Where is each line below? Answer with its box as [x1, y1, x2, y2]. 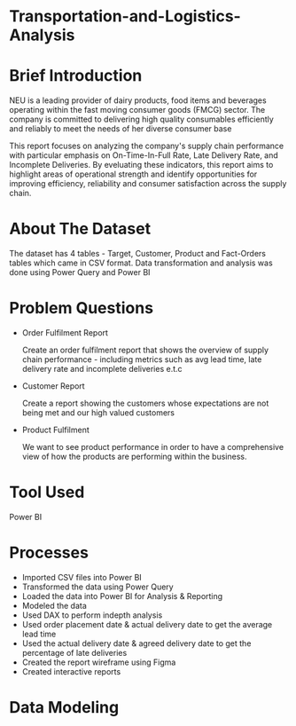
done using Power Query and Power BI [9, 267, 151, 278]
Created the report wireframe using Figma [21, 657, 176, 667]
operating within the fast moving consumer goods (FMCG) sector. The [9, 105, 266, 115]
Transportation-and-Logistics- [9, 6, 241, 27]
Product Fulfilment [21, 424, 90, 435]
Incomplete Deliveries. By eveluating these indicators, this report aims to [9, 160, 274, 170]
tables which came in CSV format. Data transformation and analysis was [9, 257, 273, 268]
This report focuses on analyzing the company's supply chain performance [9, 140, 284, 152]
